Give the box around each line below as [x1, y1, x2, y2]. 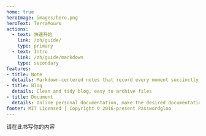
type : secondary [17, 60, 59, 66]
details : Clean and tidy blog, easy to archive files [12, 88, 152, 95]
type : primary [17, 43, 53, 49]
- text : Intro [12, 49, 48, 55]
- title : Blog [6, 83, 43, 89]
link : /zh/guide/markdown [17, 54, 84, 60]
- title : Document [6, 94, 53, 100]
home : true [6, 9, 34, 15]
